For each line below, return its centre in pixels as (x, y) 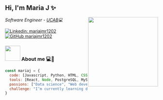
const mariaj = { (23, 71)
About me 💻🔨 (38, 59)
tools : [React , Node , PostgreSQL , (44, 80)
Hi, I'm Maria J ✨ (31, 8)
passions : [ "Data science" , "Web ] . (59, 84)
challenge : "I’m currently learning (46, 89)
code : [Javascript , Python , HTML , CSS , (50, 75)
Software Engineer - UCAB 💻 (34, 20)
